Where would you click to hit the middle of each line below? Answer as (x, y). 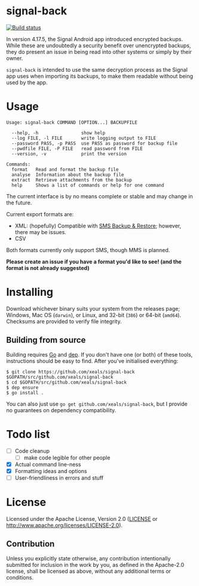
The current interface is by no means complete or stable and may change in (99, 196)
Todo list (28, 434)
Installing (30, 292)
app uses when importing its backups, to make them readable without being (99, 76)
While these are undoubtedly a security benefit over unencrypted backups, (99, 45)
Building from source (46, 340)
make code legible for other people (67, 458)
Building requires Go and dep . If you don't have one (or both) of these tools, (99, 354)
